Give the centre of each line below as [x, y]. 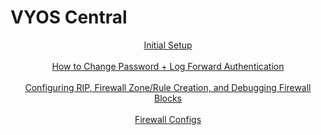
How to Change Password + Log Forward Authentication [168, 66]
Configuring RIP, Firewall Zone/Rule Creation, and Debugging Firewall [168, 87]
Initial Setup [168, 45]
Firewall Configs [168, 119]
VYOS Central [69, 17]
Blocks [168, 98]
